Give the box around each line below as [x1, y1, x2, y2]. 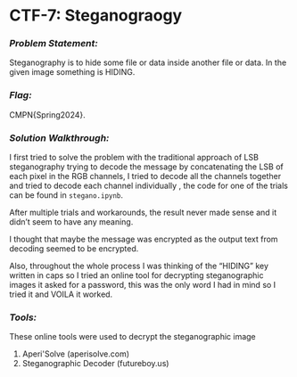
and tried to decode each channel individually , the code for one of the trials [9, 180, 288, 192]
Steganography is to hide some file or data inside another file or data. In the [9, 57, 287, 68]
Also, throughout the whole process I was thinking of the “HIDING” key [9, 260, 269, 272]
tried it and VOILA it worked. [9, 289, 113, 299]
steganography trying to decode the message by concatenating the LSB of [9, 161, 284, 172]
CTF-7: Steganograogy [9, 5, 183, 26]
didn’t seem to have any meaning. [9, 217, 134, 227]
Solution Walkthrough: [9, 131, 110, 143]
